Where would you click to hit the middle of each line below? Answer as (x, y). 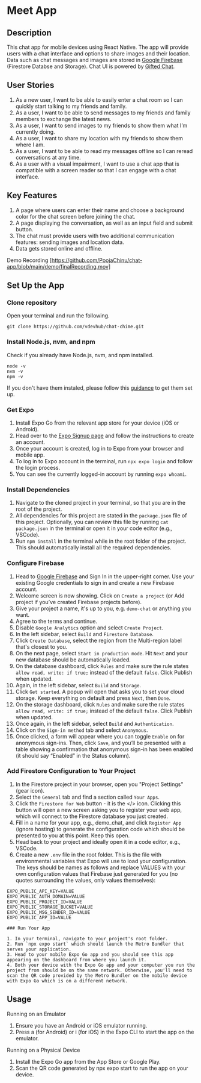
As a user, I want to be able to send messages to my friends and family (103, 113)
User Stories (31, 85)
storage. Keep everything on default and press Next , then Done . (93, 698)
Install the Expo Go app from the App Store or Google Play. (88, 1061)
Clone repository (32, 302)
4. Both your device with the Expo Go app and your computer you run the (101, 965)
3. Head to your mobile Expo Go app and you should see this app (90, 954)
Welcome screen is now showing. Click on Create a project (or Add (100, 595)
